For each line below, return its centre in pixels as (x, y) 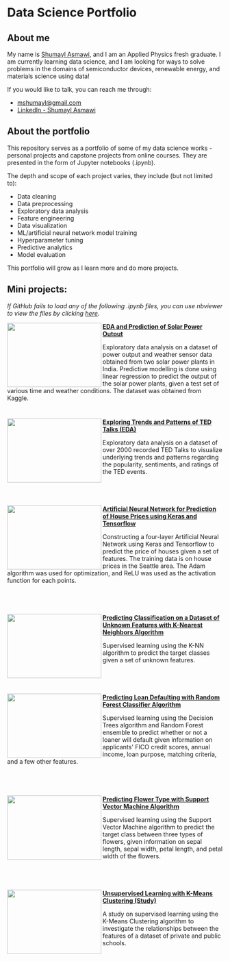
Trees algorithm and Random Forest (153, 725)
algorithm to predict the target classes (156, 653)
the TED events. (125, 471)
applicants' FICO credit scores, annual (156, 747)
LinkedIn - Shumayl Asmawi (56, 110)
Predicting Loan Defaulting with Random (161, 697)
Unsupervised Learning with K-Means (158, 893)
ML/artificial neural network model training (77, 233)
